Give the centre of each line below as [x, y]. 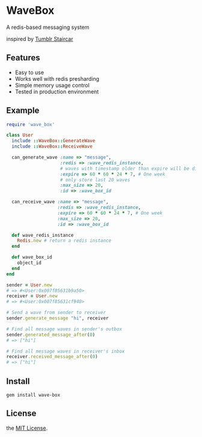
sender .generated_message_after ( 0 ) [51, 335]
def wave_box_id [32, 257]
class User [20, 135]
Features [23, 58]
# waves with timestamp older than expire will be [124, 168]
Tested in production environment [57, 92]
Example [23, 111]
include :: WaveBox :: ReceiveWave [52, 146]
